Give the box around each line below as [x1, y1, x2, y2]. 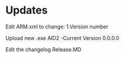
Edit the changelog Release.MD [5, 45, 82, 53]
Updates [5, 4, 48, 17]
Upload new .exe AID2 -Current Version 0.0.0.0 [5, 34, 120, 41]
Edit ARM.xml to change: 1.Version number [5, 23, 109, 30]
